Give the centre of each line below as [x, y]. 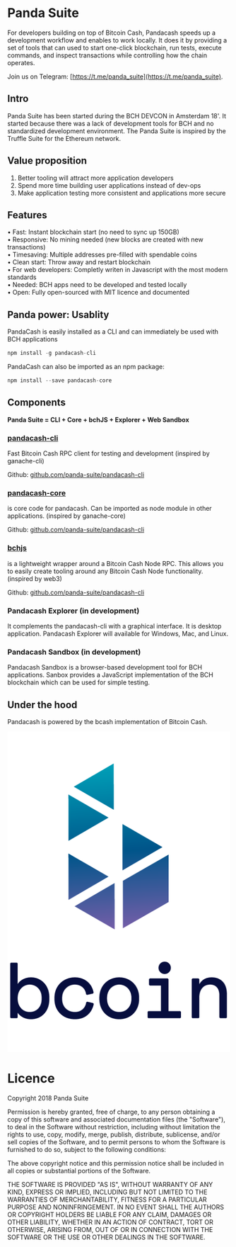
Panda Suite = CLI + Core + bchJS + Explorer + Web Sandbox [98, 419]
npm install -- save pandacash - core [60, 380]
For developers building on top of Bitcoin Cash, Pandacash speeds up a [112, 33]
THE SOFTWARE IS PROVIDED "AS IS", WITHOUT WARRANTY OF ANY [110, 1185]
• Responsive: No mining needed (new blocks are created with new [105, 239]
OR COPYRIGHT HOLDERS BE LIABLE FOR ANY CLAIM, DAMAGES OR [110, 1215]
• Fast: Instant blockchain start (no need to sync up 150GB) [94, 232]
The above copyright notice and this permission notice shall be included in [116, 1163]
